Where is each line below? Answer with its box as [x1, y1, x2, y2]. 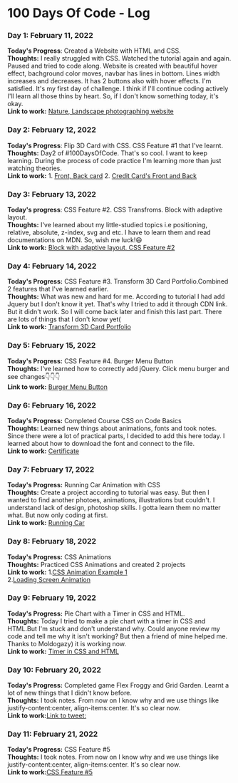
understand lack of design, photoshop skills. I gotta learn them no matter [7, 504, 221, 512]
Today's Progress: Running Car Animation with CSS [7, 481, 160, 489]
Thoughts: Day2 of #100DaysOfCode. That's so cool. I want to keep [7, 148, 208, 157]
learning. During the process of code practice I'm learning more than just [7, 156, 222, 165]
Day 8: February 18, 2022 [7, 536, 97, 546]
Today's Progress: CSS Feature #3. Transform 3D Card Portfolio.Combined [7, 277, 229, 286]
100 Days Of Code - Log [7, 5, 151, 21]
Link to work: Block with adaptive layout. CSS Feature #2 [7, 244, 175, 252]
